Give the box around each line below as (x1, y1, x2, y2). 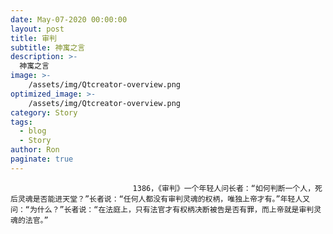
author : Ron (10, 145, 60, 155)
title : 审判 (10, 33, 57, 43)
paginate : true (10, 154, 74, 164)
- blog (19, 126, 47, 136)
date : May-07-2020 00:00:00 (10, 14, 128, 25)
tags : (10, 117, 33, 127)
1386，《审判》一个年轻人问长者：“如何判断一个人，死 (132, 183, 323, 193)
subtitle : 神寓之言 (10, 42, 86, 53)
